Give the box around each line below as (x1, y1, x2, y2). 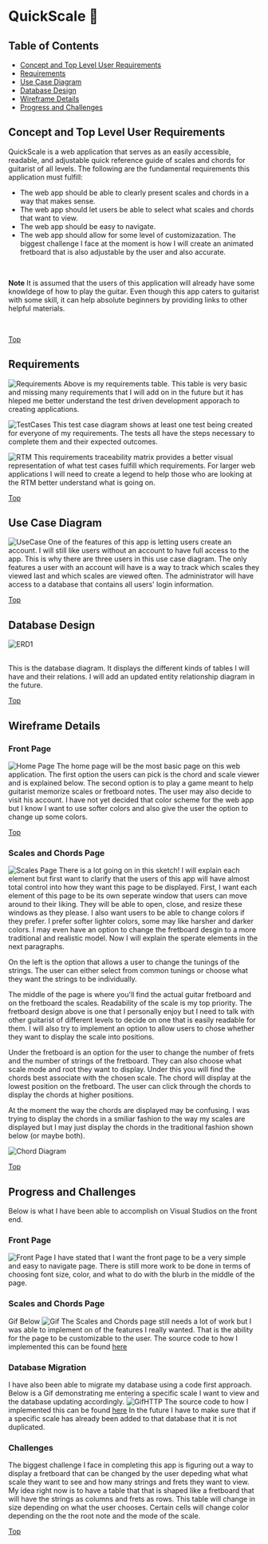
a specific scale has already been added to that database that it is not (8, 1413, 237, 1423)
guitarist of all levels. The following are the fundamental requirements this (8, 164, 250, 173)
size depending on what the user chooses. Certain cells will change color (8, 1502, 249, 1512)
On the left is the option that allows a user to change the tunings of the (8, 957, 240, 967)
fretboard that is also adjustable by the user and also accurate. (19, 247, 226, 256)
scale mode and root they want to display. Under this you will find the (8, 1065, 236, 1075)
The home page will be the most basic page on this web (56, 761, 241, 770)
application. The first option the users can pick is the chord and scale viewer (8, 770, 260, 779)
